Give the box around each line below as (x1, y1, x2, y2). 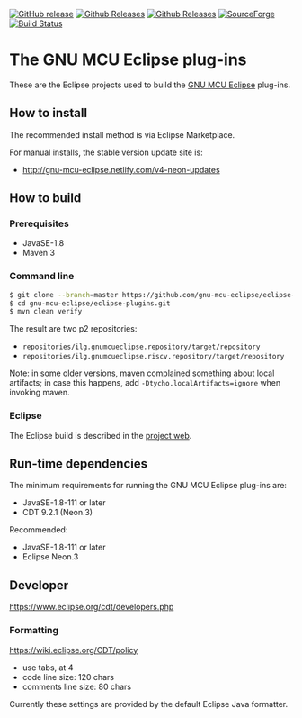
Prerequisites (9, 217, 69, 230)
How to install (9, 105, 88, 121)
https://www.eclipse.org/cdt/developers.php (9, 602, 174, 613)
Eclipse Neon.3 (22, 551, 79, 562)
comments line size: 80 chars (22, 681, 132, 692)
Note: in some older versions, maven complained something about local (9, 368, 275, 378)
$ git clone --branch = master (9, 290, 119, 299)
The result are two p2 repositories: (9, 323, 138, 334)
